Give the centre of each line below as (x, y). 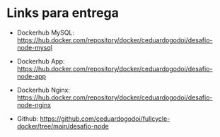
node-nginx (34, 105)
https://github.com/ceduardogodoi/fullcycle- (105, 119)
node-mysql (34, 47)
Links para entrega (63, 13)
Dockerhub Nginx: (43, 90)
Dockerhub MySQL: (46, 32)
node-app (31, 76)
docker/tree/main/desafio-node (63, 126)
